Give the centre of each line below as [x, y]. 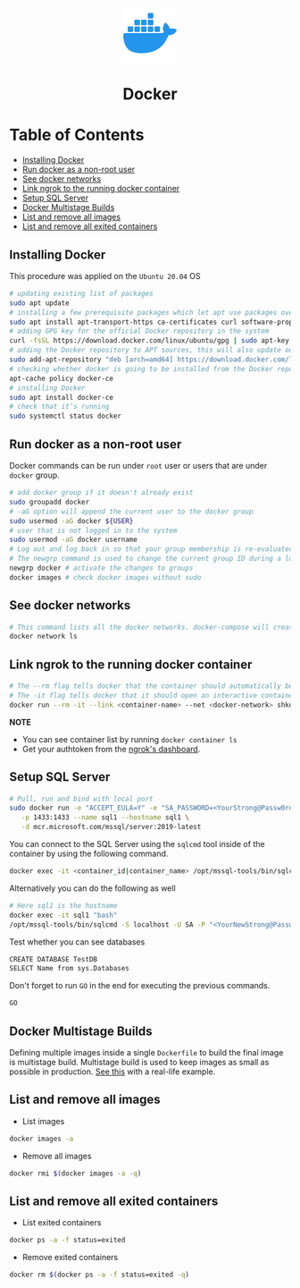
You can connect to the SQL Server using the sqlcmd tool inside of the [137, 844]
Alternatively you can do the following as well [92, 888]
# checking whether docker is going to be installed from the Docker [142, 369]
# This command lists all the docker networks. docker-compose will [139, 627]
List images [43, 1121]
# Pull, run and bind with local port [81, 799]
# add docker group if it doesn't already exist [101, 493]
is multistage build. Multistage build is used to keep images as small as [139, 1062]
